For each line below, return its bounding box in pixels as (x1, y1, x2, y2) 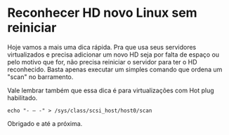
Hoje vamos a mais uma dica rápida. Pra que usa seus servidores (7, 43, 197, 51)
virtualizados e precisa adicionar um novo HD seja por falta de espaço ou (7, 50, 220, 59)
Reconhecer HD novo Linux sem (7, 5, 198, 21)
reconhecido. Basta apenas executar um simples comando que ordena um (7, 65, 223, 73)
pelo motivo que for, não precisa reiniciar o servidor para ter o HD (7, 57, 198, 66)
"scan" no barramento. (7, 72, 74, 81)
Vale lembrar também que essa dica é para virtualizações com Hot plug (7, 86, 214, 94)
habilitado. (7, 93, 38, 102)
